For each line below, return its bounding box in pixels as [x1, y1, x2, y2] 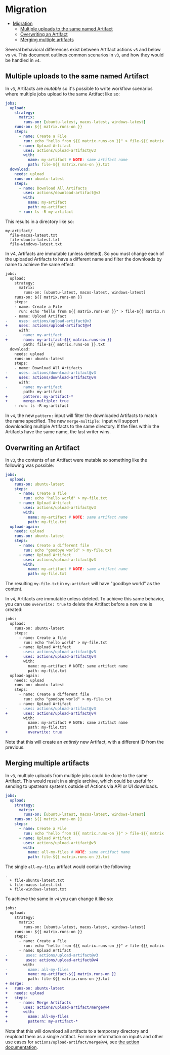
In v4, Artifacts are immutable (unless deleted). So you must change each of [5, 250, 164, 257]
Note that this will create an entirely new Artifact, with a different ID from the [5, 739, 164, 745]
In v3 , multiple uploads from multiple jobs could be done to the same [5, 772, 148, 778]
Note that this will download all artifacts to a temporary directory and [5, 1028, 148, 1034]
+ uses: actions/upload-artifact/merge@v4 [5, 1005, 110, 1010]
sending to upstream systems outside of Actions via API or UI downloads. [5, 783, 158, 789]
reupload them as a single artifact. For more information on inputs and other [5, 1034, 163, 1039]
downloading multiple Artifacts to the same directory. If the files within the [5, 423, 159, 430]
